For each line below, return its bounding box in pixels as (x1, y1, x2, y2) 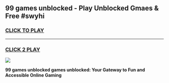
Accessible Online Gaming (5, 72, 62, 78)
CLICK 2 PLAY (5, 46, 40, 53)
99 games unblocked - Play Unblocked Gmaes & (5, 4, 159, 13)
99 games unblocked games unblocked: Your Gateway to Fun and (5, 66, 145, 72)
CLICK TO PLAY (5, 27, 44, 34)
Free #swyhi (5, 12, 45, 21)
